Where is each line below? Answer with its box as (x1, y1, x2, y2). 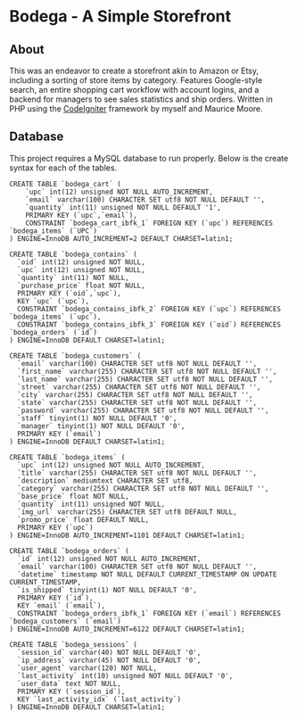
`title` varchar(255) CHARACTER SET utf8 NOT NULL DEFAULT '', (17, 468, 257, 477)
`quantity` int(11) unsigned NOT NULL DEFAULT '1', (25, 203, 221, 211)
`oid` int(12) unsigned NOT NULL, (17, 257, 145, 267)
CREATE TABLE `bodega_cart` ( (9, 179, 122, 188)
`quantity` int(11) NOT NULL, (17, 273, 129, 282)
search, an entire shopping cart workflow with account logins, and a (9, 85, 260, 95)
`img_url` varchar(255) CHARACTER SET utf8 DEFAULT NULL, (17, 507, 238, 517)
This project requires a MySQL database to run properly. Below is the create (9, 153, 289, 163)
